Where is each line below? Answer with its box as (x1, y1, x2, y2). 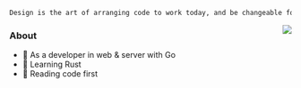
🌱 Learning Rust (21, 59, 82, 70)
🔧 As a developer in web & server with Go (21, 50, 176, 60)
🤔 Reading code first (21, 68, 99, 79)
